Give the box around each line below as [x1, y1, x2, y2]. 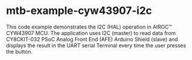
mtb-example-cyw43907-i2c [6, 4, 152, 17]
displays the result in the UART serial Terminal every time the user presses [6, 42, 187, 49]
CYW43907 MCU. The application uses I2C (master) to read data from [6, 29, 176, 36]
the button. [6, 48, 33, 55]
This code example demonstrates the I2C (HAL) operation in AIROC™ [6, 23, 172, 30]
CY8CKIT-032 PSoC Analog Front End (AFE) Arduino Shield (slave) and [6, 36, 178, 43]
